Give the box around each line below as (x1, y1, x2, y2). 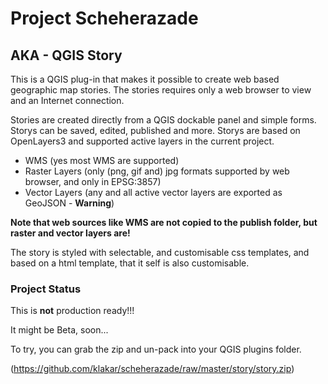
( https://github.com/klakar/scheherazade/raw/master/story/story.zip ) (10, 363, 295, 375)
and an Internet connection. (10, 95, 125, 106)
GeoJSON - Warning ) (24, 197, 115, 209)
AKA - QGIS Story (10, 47, 123, 64)
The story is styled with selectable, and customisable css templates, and (10, 247, 310, 258)
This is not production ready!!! (10, 305, 135, 317)
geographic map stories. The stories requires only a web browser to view (10, 84, 312, 96)
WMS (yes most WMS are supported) (24, 155, 180, 166)
